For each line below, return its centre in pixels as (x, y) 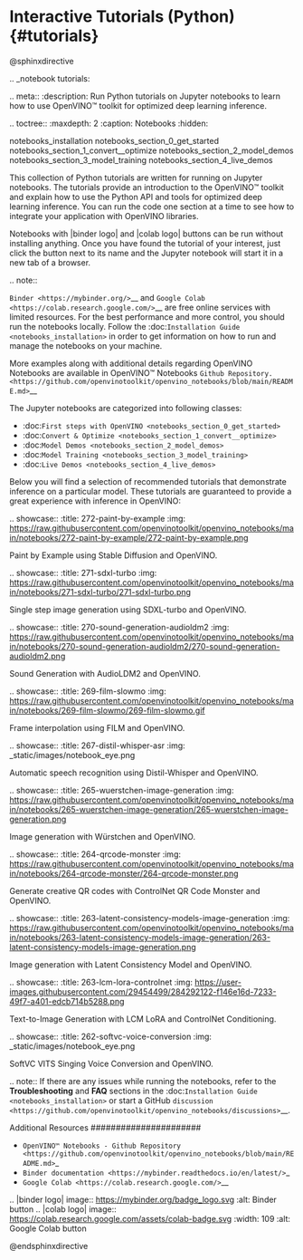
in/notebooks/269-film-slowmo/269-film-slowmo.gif (107, 710)
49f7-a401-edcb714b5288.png (67, 1001)
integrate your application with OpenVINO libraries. (104, 216)
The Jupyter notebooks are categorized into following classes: (126, 408)
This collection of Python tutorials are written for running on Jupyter (136, 178)
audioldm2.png (38, 656)
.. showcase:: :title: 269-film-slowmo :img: (88, 691)
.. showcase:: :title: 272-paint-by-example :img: (98, 518)
